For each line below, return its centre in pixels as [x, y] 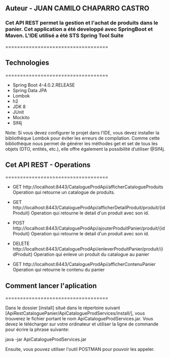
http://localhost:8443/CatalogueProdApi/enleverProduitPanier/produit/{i [88, 249]
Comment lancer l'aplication [51, 285]
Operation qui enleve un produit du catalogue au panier [92, 255]
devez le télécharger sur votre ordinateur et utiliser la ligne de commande [82, 324]
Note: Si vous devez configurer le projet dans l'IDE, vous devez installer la [82, 132]
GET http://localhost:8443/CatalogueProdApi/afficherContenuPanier [84, 264]
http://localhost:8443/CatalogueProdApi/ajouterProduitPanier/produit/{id [89, 228]
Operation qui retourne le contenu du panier [59, 270]
